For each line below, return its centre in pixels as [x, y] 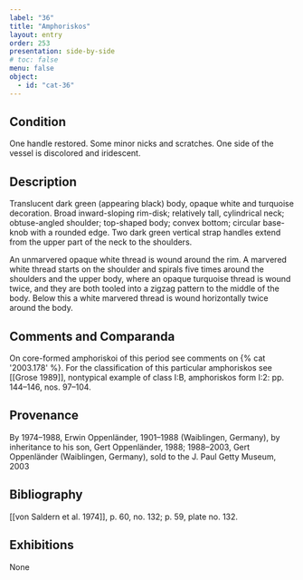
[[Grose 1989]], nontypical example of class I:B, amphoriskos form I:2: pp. [147, 378]
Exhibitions [42, 545]
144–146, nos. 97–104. [51, 387]
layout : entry [36, 34]
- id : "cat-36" [46, 85]
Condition [38, 122]
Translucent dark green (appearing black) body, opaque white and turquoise [151, 204]
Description [43, 182]
